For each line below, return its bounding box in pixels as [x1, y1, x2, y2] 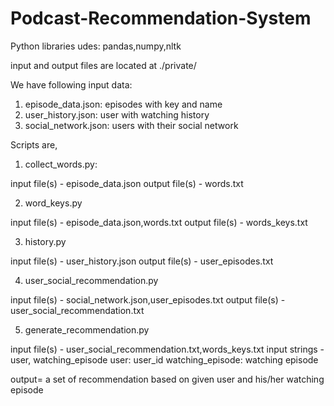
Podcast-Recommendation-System [10, 7, 312, 30]
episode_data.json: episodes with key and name [24, 98, 223, 110]
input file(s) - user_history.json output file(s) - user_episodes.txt [10, 255, 274, 267]
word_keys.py [24, 197, 83, 209]
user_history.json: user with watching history [24, 108, 210, 121]
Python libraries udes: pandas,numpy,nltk [10, 40, 182, 52]
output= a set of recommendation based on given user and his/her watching [10, 373, 325, 385]
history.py [24, 235, 67, 247]
